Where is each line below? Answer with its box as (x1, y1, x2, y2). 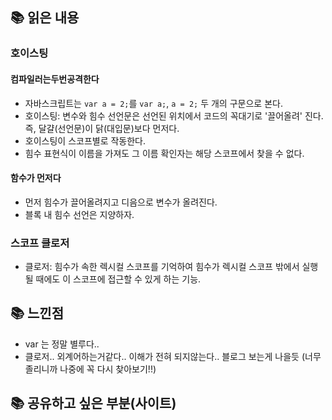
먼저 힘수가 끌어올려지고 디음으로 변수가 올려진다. (24, 196, 218, 208)
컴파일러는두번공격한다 (10, 73, 100, 85)
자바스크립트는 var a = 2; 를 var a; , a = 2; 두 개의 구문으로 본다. (24, 97, 283, 109)
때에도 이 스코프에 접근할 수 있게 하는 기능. (35, 273, 202, 285)
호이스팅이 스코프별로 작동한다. (24, 134, 147, 147)
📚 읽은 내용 (10, 9, 80, 27)
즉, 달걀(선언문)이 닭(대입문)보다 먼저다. (24, 122, 180, 134)
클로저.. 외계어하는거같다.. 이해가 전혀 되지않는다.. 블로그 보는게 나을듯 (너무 (24, 350, 322, 362)
